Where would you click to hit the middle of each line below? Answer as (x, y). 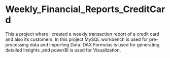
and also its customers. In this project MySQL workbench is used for (77, 39)
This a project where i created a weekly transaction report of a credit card (82, 34)
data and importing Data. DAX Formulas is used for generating (95, 44)
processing (17, 44)
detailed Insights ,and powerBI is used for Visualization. (63, 50)
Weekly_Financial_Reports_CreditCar (85, 9)
